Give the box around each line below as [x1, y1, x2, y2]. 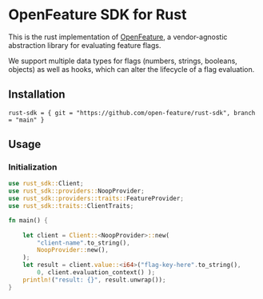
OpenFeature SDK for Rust [8, 6, 187, 24]
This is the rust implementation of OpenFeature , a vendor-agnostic [8, 32, 228, 42]
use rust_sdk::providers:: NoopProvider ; [8, 187, 145, 195]
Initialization [8, 161, 58, 173]
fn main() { [8, 216, 48, 225]
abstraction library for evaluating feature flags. [8, 40, 161, 50]
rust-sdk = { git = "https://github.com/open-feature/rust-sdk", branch [8, 109, 256, 117]
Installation [8, 88, 66, 102]
